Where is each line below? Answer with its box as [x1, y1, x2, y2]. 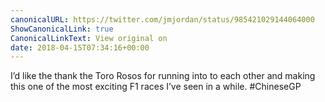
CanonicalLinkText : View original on [10, 33, 168, 43]
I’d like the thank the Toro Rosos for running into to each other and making [10, 70, 316, 82]
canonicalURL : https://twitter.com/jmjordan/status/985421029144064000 [10, 14, 315, 25]
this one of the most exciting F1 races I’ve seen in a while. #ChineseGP [10, 81, 302, 93]
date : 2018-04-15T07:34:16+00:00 [10, 42, 150, 53]
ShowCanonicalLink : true [10, 24, 114, 34]
